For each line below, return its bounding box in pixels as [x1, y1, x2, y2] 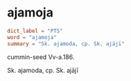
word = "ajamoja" [7, 34, 57, 40]
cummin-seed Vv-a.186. [7, 53, 74, 61]
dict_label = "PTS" [7, 27, 63, 34]
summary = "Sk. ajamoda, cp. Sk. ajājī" [7, 40, 125, 47]
